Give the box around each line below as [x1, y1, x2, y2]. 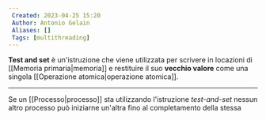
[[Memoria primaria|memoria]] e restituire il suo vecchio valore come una [8, 64, 249, 73]
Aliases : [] [11, 26, 51, 34]
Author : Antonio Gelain [11, 19, 90, 27]
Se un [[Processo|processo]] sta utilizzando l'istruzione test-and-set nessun [8, 95, 258, 104]
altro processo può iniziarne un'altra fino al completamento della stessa [8, 103, 241, 113]
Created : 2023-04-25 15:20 [11, 11, 101, 20]
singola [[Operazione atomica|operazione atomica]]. [8, 72, 179, 81]
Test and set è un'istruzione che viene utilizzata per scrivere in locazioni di [8, 55, 253, 65]
